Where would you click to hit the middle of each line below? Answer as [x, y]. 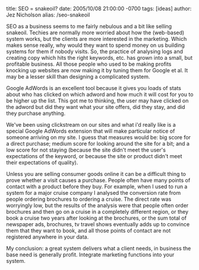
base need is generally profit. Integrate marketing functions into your [90, 255]
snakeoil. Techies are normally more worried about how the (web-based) [95, 33]
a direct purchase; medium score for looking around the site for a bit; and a [98, 144]
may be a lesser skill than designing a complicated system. [78, 77]
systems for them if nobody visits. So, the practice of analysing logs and [94, 52]
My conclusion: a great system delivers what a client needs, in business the [99, 248]
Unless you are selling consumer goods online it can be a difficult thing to [96, 174]
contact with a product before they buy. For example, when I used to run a [97, 187]
